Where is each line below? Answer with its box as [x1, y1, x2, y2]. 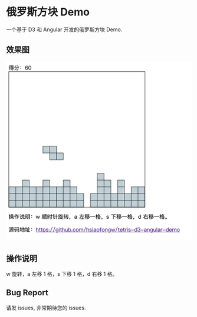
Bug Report [6, 288, 49, 298]
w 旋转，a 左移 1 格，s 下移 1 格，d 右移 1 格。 [6, 270, 118, 277]
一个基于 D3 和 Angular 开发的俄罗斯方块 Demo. [6, 26, 123, 33]
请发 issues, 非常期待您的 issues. [6, 304, 86, 311]
